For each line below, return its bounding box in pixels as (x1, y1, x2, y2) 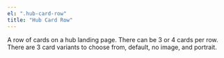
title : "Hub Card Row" (7, 17, 73, 23)
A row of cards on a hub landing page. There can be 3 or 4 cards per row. (7, 35, 218, 43)
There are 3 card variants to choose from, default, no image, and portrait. (7, 43, 217, 51)
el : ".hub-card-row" (7, 10, 67, 17)
